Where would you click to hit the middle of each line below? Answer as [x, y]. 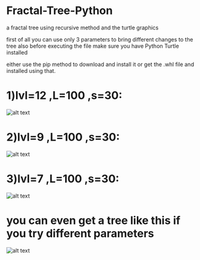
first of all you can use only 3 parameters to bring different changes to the [100, 39]
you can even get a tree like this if [94, 220]
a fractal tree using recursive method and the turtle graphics [83, 28]
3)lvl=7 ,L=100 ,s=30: [63, 179]
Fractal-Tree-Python [60, 11]
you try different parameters [80, 233]
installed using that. [31, 70]
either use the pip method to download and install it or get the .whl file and [100, 64]
